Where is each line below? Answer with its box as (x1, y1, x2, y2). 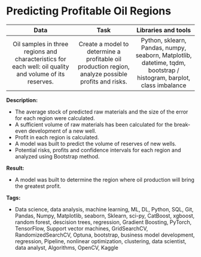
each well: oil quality (11, 62, 69, 70)
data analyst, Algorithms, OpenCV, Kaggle (14, 244, 118, 251)
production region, (77, 62, 130, 70)
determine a (86, 47, 121, 55)
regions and (23, 47, 58, 55)
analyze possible (80, 70, 127, 78)
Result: (6, 164, 25, 172)
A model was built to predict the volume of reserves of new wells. (14, 140, 176, 147)
